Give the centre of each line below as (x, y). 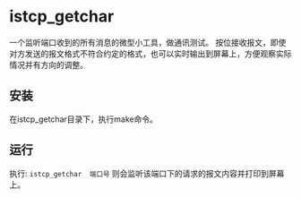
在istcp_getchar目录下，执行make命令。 (84, 119)
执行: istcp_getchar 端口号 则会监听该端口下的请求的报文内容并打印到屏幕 (147, 173)
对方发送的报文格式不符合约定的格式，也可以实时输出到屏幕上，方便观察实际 (150, 53)
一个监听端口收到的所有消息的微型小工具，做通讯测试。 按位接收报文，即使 (148, 42)
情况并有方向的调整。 (48, 65)
